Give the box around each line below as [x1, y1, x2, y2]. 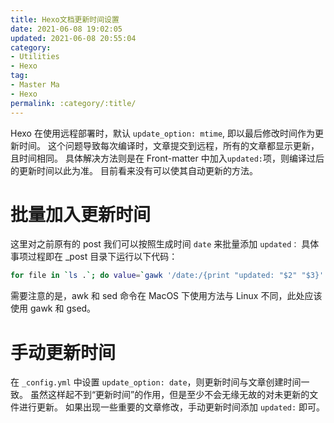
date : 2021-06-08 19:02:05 [10, 24, 123, 34]
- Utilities [10, 52, 60, 62]
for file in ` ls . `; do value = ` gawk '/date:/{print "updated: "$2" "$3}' [10, 271, 325, 281]
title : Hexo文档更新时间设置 [10, 14, 120, 25]
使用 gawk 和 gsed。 [10, 302, 97, 315]
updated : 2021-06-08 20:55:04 [10, 33, 137, 43]
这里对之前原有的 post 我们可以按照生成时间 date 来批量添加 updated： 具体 [10, 238, 320, 250]
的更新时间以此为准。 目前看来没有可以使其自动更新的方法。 [10, 164, 258, 176]
